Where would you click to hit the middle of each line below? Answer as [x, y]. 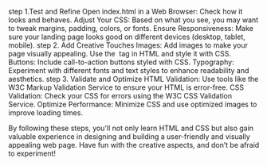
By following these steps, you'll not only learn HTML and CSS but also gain [131, 128]
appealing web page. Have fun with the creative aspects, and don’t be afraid [134, 145]
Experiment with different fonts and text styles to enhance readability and [129, 70]
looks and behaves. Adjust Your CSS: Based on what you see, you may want [133, 20]
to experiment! [32, 153]
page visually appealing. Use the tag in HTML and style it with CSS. [120, 54]
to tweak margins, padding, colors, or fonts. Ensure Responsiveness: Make [131, 28]
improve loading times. [46, 113]
